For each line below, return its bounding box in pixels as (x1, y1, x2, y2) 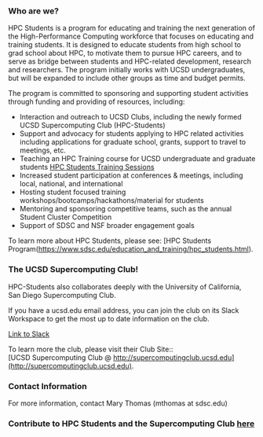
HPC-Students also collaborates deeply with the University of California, (8, 281, 242, 292)
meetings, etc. (19, 145, 67, 155)
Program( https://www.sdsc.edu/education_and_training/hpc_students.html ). (8, 244, 254, 254)
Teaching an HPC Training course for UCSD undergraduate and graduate (19, 154, 256, 163)
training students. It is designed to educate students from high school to (8, 40, 242, 50)
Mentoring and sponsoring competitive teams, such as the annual (19, 204, 232, 214)
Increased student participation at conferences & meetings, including (19, 171, 243, 180)
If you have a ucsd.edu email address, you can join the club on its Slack (8, 305, 239, 315)
